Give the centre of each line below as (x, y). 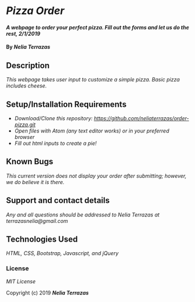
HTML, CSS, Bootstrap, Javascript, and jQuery (62, 253)
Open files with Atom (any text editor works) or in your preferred (92, 131)
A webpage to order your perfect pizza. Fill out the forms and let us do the (98, 27)
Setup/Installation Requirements (66, 104)
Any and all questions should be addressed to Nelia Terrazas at (83, 215)
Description (28, 65)
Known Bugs (30, 162)
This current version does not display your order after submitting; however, (96, 176)
